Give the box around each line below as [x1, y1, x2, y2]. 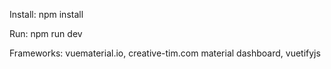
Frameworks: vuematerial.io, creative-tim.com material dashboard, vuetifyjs [9, 47, 321, 59]
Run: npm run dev [9, 28, 83, 39]
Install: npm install [9, 9, 84, 20]
